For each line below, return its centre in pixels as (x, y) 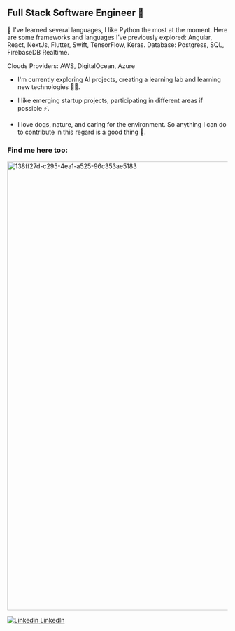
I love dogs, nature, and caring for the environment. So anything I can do (122, 124)
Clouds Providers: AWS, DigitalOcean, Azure (71, 66)
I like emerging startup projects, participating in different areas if (110, 100)
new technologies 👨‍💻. (49, 87)
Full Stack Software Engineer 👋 (76, 13)
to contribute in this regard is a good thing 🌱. (82, 132)
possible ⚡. (34, 108)
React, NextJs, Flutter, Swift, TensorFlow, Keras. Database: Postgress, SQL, (116, 45)
